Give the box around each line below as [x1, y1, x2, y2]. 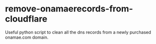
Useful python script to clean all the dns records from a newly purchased [5, 29, 152, 35]
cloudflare [5, 13, 48, 24]
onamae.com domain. [5, 34, 49, 40]
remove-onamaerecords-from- [5, 3, 133, 14]
